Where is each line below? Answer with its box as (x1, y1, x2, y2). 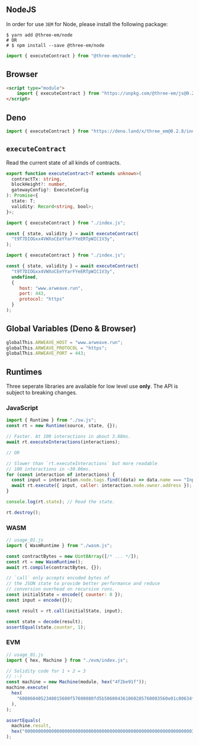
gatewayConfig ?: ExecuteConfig (11, 187, 89, 193)
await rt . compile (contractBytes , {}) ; (6, 564, 102, 570)
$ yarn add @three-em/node (6, 32, 73, 38)
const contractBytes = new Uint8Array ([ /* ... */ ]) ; (6, 553, 139, 559)
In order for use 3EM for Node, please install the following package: (6, 20, 168, 27)
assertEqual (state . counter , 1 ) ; (6, 624, 86, 630)
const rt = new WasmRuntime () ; (6, 558, 84, 565)
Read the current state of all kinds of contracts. (6, 159, 121, 166)
